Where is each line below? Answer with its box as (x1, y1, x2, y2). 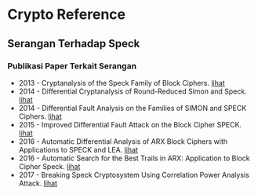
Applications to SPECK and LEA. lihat (18, 145, 139, 154)
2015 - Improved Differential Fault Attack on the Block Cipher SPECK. (18, 120, 242, 129)
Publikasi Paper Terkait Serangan (7, 61, 137, 72)
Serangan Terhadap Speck (7, 37, 140, 50)
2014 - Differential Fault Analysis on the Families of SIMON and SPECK (18, 103, 247, 112)
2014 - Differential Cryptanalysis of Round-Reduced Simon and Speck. (18, 86, 248, 96)
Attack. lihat (18, 178, 58, 188)
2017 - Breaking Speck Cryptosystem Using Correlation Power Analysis (18, 170, 250, 179)
